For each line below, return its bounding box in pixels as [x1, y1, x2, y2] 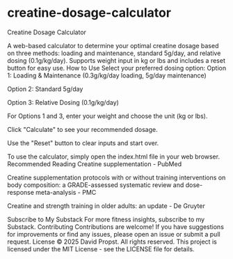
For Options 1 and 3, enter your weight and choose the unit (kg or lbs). [7, 112, 208, 120]
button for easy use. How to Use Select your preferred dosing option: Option [7, 64, 227, 72]
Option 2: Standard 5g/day [7, 84, 83, 93]
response [7, 188, 35, 196]
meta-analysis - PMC [35, 188, 97, 196]
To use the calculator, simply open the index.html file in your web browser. [7, 152, 220, 161]
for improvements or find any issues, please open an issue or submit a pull [7, 230, 220, 238]
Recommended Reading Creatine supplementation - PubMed [7, 159, 182, 168]
